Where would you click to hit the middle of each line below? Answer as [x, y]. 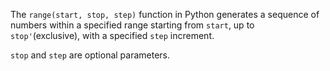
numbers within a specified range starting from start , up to [132, 25]
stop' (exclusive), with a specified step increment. [112, 35]
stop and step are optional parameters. [90, 55]
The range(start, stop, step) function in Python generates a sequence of [165, 14]
